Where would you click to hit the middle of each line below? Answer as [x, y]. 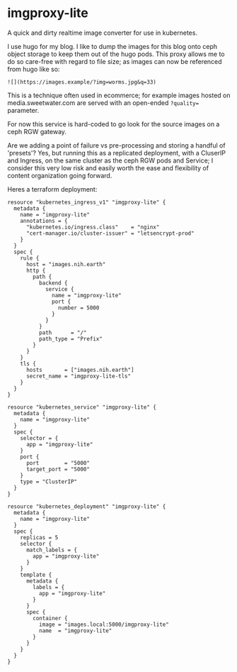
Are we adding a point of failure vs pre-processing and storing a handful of [116, 145]
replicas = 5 [39, 537]
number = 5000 [79, 308]
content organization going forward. [60, 175]
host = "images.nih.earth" [66, 264]
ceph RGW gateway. [37, 131]
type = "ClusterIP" [49, 481]
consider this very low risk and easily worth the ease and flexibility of [108, 167]
